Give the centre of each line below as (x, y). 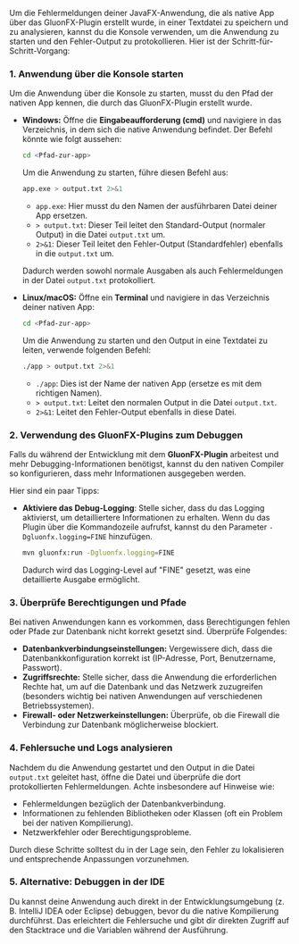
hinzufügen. (131, 537)
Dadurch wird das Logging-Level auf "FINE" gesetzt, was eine (137, 570)
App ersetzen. (61, 216)
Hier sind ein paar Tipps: (54, 491)
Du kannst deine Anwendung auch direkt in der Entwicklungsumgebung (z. (147, 901)
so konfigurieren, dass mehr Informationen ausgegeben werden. (128, 473)
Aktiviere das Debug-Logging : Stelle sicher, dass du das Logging (143, 508)
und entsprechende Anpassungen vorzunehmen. (99, 859)
